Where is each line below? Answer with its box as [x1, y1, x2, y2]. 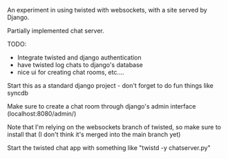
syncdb [7, 89, 29, 97]
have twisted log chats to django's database [17, 61, 144, 68]
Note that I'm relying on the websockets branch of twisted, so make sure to [7, 123, 222, 131]
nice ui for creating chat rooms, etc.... [17, 68, 124, 76]
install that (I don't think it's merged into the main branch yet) [7, 131, 181, 138]
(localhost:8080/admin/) [7, 110, 77, 118]
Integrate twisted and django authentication [17, 53, 142, 62]
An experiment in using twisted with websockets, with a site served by [7, 6, 207, 14]
